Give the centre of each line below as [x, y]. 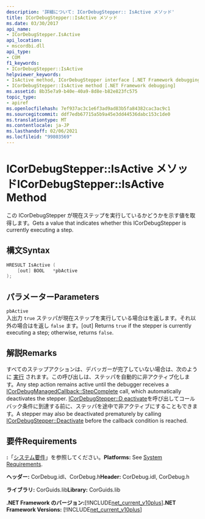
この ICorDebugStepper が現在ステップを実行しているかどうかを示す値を [98, 215]
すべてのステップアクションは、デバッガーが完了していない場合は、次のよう [102, 369]
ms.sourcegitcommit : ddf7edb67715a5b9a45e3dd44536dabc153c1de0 [88, 114]
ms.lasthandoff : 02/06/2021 [42, 131]
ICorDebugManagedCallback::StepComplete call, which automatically [94, 391]
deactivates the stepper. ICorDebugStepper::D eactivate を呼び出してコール [101, 398]
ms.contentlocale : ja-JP [38, 126]
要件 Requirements [42, 441]
